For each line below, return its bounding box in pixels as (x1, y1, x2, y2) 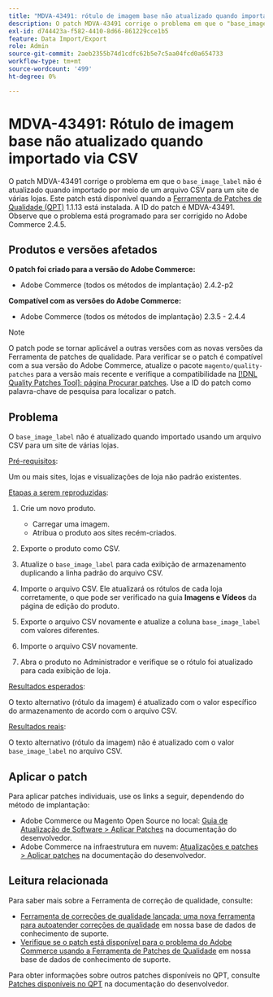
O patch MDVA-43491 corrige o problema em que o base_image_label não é (8, 176, 262, 186)
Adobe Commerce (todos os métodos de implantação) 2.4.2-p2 (19, 280, 234, 290)
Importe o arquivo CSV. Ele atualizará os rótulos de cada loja (19, 584, 223, 594)
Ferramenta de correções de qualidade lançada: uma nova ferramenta (19, 911, 256, 920)
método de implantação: (8, 800, 90, 810)
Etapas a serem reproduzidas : (8, 488, 109, 497)
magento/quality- (204, 362, 263, 370)
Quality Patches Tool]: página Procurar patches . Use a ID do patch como (8, 378, 252, 387)
